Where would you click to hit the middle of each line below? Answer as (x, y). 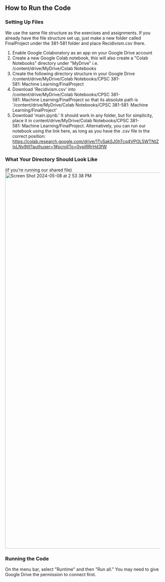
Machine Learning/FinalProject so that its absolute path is (80, 100)
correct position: (29, 136)
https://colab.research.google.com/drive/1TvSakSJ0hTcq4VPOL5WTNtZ (85, 141)
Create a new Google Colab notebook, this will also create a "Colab (80, 58)
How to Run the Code (38, 8)
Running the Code (27, 558)
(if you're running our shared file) (39, 170)
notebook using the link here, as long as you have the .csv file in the (81, 131)
